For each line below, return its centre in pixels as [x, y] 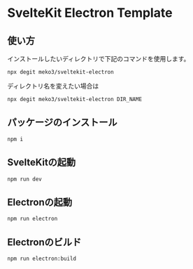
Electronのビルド [44, 242]
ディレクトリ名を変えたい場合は [53, 86]
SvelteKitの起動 [42, 163]
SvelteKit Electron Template [90, 13]
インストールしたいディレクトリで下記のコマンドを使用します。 [99, 59]
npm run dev [24, 179]
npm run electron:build [42, 259]
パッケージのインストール [62, 123]
